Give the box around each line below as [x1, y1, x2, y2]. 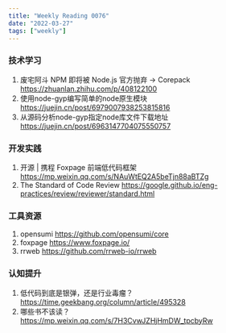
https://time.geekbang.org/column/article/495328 [19, 297, 187, 306]
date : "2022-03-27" [8, 19, 74, 27]
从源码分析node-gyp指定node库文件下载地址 [19, 112, 169, 122]
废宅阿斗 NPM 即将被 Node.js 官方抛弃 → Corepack [19, 74, 191, 85]
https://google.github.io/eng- [121, 180, 219, 189]
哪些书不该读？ [19, 306, 70, 316]
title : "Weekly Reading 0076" [8, 11, 110, 20]
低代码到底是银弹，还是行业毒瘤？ [19, 288, 134, 298]
